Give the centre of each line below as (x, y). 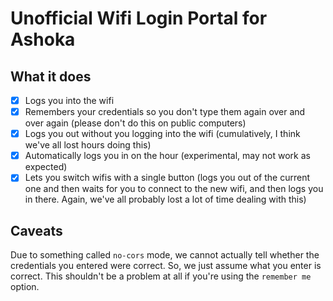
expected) (46, 167)
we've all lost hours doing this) (88, 145)
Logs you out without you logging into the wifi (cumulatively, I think (162, 134)
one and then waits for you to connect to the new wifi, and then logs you (174, 189)
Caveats (36, 230)
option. (25, 287)
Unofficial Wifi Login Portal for (139, 18)
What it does (51, 76)
